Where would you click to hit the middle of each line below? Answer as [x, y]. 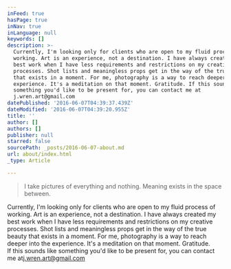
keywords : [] [26, 39]
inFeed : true [26, 13]
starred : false [29, 142]
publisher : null [30, 135]
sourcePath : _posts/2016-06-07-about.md [66, 148]
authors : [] [24, 129]
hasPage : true [27, 20]
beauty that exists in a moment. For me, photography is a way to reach [107, 236]
